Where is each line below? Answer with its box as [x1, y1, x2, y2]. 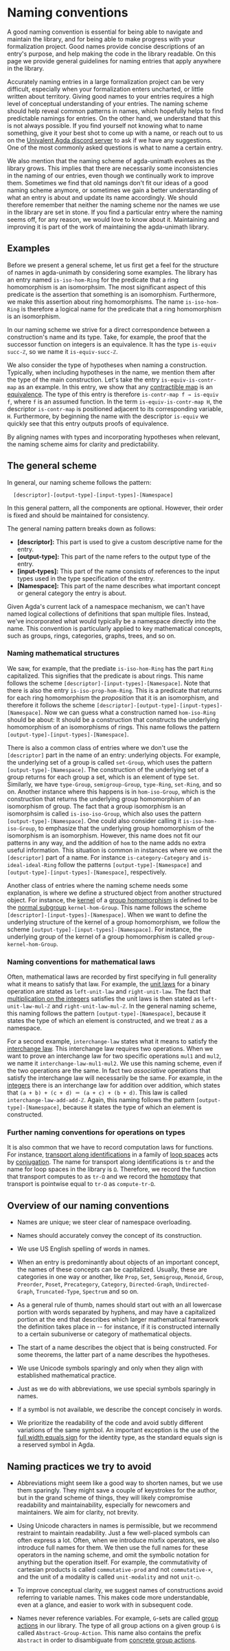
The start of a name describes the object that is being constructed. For [16, 1343, 218, 1351]
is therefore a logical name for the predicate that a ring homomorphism [21, 304, 222, 313]
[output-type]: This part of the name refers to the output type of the [16, 552, 211, 561]
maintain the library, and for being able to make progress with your [7, 34, 196, 43]
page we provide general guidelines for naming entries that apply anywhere [7, 56, 222, 65]
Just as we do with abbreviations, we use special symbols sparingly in [16, 1384, 216, 1393]
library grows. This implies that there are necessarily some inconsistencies [7, 164, 218, 172]
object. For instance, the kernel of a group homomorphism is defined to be [7, 895, 218, 904]
